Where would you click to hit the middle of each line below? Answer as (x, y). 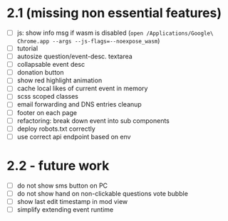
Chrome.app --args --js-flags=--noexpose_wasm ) (88, 41)
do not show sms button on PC (62, 185)
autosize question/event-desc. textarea (74, 56)
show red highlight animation (59, 80)
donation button (40, 72)
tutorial (27, 48)
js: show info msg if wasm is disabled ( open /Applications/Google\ (115, 33)
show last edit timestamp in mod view (72, 201)
